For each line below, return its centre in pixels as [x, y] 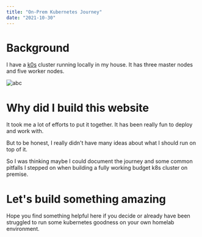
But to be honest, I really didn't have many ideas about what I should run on [101, 143]
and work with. [25, 131]
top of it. [17, 150]
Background [38, 48]
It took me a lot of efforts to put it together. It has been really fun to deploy [99, 125]
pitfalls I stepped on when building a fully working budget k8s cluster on [97, 168]
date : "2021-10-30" [31, 18]
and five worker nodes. [35, 71]
